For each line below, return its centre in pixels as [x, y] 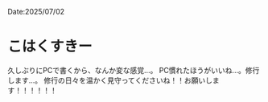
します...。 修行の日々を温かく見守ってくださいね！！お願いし [110, 80]
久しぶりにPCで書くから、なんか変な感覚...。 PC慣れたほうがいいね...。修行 [134, 70]
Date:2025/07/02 [36, 12]
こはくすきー [50, 47]
